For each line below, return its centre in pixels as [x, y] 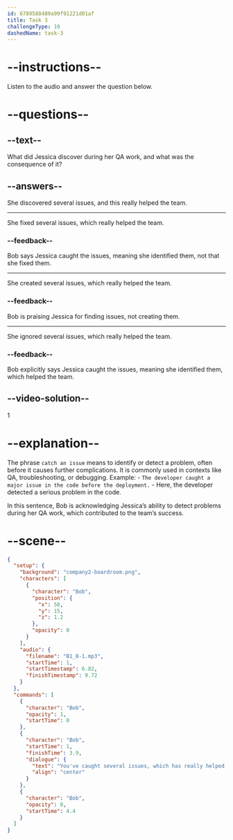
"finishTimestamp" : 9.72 [61, 675]
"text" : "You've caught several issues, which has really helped [129, 766]
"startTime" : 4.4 [51, 811]
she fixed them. [29, 263]
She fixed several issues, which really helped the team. [86, 222]
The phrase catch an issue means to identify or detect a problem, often [110, 462]
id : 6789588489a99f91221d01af [51, 14]
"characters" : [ [43, 579]
